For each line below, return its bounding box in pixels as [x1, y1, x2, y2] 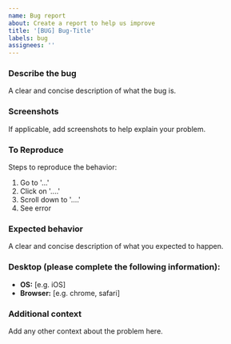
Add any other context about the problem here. [8, 326, 164, 336]
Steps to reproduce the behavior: [8, 162, 117, 172]
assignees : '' [8, 42, 56, 50]
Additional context [8, 308, 82, 319]
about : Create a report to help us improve [8, 19, 156, 27]
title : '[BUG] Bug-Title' [8, 26, 94, 34]
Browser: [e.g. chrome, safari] [19, 288, 121, 298]
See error [19, 203, 52, 213]
